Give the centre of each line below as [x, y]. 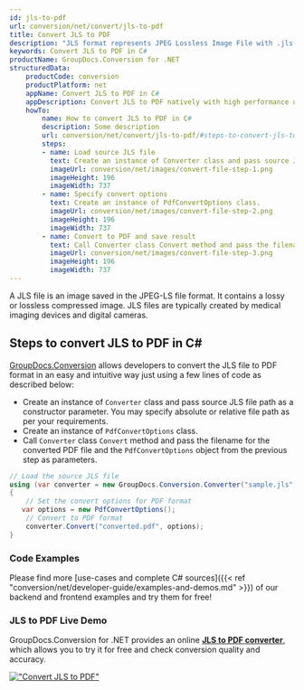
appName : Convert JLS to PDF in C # [93, 93]
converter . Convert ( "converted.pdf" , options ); [115, 526]
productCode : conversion [72, 77]
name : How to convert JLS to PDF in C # [117, 118]
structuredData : [40, 69]
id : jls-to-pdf [38, 18]
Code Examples [44, 558]
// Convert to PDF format [75, 518]
